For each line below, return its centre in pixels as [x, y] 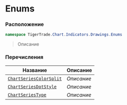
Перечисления [24, 57]
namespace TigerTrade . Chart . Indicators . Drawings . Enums [64, 35]
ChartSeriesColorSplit [35, 78]
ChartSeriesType [27, 95]
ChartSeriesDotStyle [32, 86]
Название [35, 70]
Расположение [25, 24]
